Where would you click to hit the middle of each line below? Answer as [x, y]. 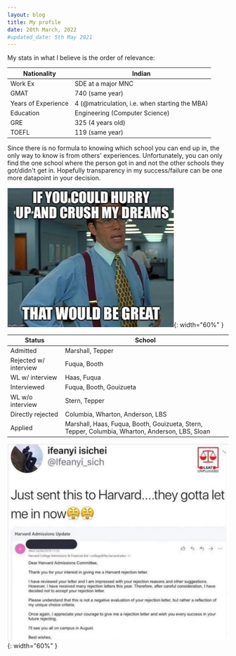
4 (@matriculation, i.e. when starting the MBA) [142, 103]
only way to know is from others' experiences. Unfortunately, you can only [115, 155]
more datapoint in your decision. [54, 178]
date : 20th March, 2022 [42, 29]
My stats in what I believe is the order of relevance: [81, 58]
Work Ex [22, 83]
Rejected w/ [27, 360]
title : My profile [34, 22]
